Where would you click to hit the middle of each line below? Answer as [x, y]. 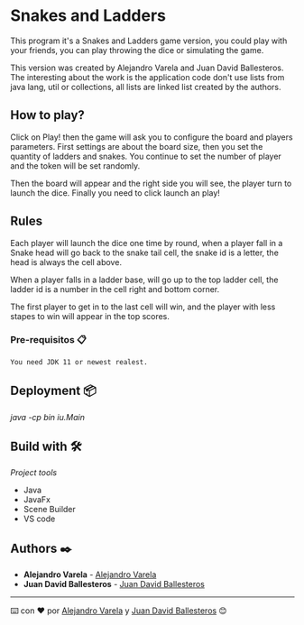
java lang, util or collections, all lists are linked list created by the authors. [146, 87]
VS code [39, 519]
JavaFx [37, 500]
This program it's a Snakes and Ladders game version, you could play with [149, 41]
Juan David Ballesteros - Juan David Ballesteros [114, 584]
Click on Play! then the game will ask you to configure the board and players [152, 137]
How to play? [47, 115]
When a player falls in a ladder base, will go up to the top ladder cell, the [144, 280]
